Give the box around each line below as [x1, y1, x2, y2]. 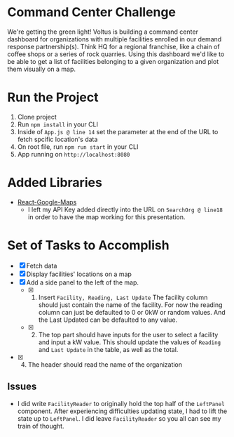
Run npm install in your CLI [17, 120, 98, 129]
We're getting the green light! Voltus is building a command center [7, 27, 198, 36]
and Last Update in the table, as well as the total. [38, 345, 179, 353]
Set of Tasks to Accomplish [7, 237, 170, 253]
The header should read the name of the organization [27, 360, 183, 369]
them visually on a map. [7, 65, 76, 73]
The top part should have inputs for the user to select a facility [38, 330, 219, 339]
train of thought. [17, 422, 64, 430]
